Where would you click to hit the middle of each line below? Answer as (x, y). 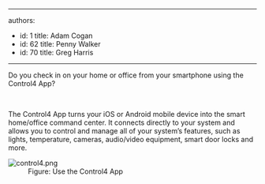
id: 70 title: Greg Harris (56, 53)
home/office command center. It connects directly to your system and (121, 122)
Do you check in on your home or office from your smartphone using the (126, 75)
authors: (22, 20)
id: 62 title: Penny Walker (60, 44)
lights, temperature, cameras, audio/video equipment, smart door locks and (131, 139)
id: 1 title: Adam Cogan (56, 36)
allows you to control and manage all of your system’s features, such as (124, 131)
